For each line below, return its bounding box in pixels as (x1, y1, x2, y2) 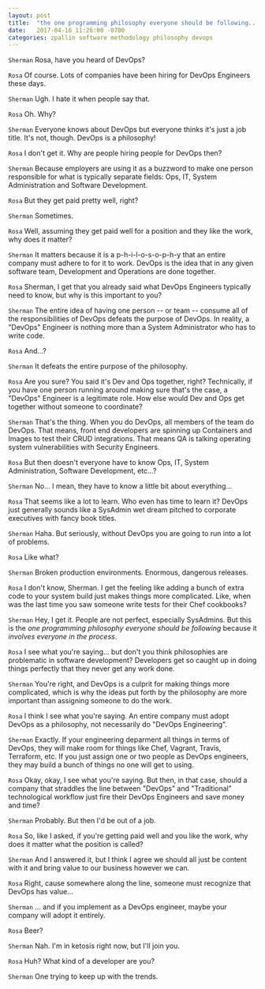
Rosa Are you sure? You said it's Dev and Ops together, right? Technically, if (8, 376, 253, 387)
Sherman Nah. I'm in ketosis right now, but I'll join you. (8, 941, 180, 951)
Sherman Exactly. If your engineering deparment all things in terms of (8, 735, 230, 744)
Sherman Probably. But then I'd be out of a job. (8, 816, 156, 826)
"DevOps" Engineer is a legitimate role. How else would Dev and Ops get (8, 394, 244, 403)
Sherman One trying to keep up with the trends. (8, 972, 159, 981)
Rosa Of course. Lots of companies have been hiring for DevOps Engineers (8, 70, 251, 80)
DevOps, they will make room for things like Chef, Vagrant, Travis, (8, 744, 222, 753)
